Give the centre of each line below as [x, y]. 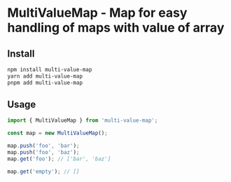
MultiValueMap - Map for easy [97, 13]
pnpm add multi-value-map [45, 83]
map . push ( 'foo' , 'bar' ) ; [43, 146]
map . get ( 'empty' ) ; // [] [43, 171]
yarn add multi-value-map [45, 76]
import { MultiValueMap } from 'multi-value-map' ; [83, 120]
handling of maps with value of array [116, 28]
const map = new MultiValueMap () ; [58, 133]
